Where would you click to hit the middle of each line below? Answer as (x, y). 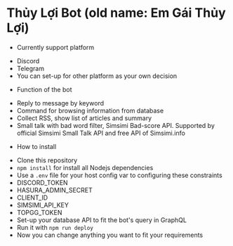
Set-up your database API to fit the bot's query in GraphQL (102, 220)
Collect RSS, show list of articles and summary (84, 118)
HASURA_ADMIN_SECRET (54, 190)
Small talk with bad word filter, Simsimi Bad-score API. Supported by (116, 125)
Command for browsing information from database (90, 110)
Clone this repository (47, 160)
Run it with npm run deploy (55, 227)
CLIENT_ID (32, 198)
